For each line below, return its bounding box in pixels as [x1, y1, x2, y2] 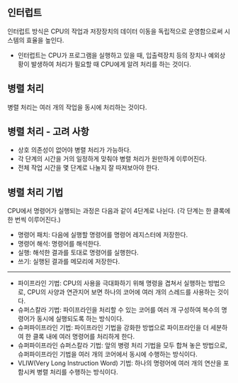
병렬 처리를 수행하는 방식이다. [36, 368, 118, 377]
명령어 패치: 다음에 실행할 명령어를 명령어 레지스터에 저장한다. [17, 230, 188, 239]
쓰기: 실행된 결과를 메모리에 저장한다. [17, 257, 120, 266]
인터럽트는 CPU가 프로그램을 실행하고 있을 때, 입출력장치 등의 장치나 [17, 50, 207, 59]
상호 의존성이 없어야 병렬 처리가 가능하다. [17, 146, 132, 154]
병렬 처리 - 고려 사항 [7, 126, 90, 138]
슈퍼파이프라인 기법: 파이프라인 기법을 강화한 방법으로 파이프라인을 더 [17, 323, 209, 332]
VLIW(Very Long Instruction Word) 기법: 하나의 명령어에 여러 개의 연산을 [17, 359, 222, 367]
